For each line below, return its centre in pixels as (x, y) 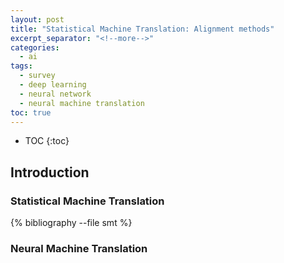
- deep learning (53, 85)
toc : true (31, 112)
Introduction (50, 172)
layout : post (37, 19)
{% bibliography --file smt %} (71, 223)
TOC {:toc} (47, 141)
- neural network (55, 94)
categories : (35, 47)
